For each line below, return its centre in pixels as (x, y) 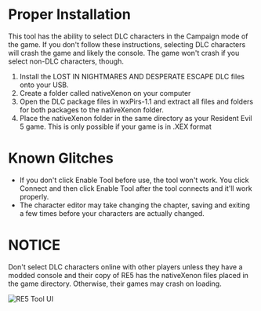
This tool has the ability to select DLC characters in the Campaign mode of (128, 36)
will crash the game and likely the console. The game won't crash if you (124, 53)
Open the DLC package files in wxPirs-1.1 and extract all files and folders (136, 101)
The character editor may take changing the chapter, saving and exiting (135, 205)
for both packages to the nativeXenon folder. (92, 110)
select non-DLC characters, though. (66, 61)
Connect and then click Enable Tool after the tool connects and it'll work (136, 188)
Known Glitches (61, 158)
